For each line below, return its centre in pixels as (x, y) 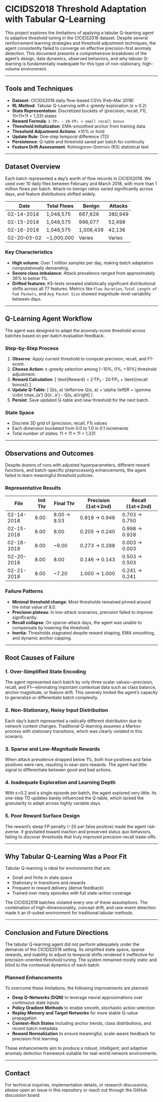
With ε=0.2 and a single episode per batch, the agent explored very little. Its (81, 793)
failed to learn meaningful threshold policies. (49, 475)
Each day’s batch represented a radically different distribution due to (73, 721)
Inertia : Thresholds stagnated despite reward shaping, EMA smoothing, (83, 633)
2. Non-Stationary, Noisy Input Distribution (57, 710)
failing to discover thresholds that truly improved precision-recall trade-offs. (81, 837)
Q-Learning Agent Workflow (49, 319)
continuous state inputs (35, 1003)
